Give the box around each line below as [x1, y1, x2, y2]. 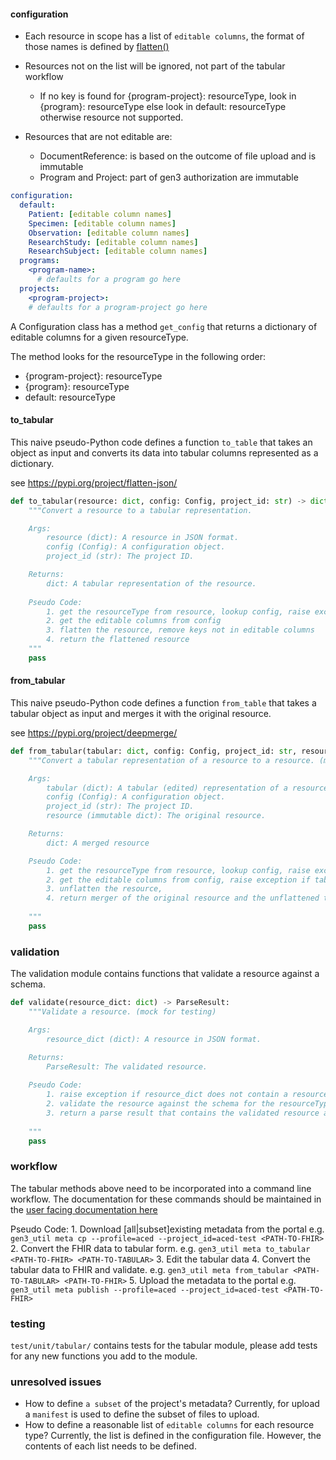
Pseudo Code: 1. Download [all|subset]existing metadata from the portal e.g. [10, 1223, 325, 1235]
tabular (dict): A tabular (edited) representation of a [46, 783, 288, 793]
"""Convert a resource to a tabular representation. [28, 505, 253, 515]
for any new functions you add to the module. [10, 1350, 198, 1362]
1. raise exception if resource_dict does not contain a [46, 1090, 288, 1100]
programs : [19, 256, 60, 266]
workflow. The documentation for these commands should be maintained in [10, 1193, 322, 1205]
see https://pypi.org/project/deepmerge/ [10, 726, 178, 739]
